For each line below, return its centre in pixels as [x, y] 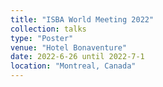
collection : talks [48, 29]
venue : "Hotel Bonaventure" [69, 47]
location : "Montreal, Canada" [73, 66]
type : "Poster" [42, 38]
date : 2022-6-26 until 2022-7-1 [77, 57]
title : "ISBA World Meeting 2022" [82, 19]
